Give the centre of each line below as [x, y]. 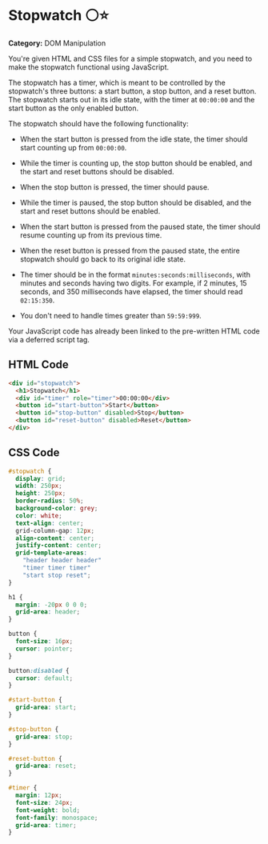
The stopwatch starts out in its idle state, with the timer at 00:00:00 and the [132, 99]
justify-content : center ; [59, 546]
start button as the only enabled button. [73, 108]
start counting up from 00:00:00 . [73, 147]
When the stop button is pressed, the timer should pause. [114, 187]
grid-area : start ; [46, 708]
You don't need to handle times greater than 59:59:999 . [110, 315]
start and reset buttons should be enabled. [90, 211]
